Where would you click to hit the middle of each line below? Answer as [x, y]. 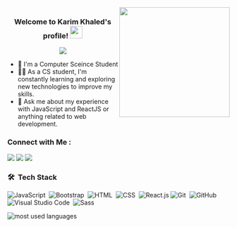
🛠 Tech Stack [32, 177]
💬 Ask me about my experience [63, 102]
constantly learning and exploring [66, 79]
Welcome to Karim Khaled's [62, 22]
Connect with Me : [39, 142]
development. [37, 124]
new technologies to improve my [65, 86]
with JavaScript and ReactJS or [63, 109]
